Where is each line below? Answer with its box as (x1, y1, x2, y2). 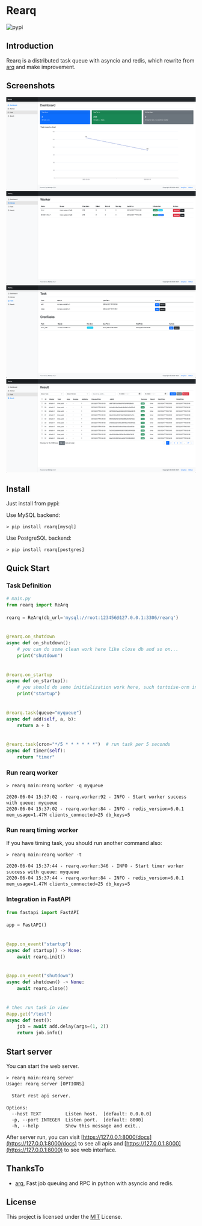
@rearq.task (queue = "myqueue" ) (6, 710, 82, 716)
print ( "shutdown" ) (17, 653, 63, 659)
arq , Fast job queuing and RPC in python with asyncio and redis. (14, 1179, 174, 1187)
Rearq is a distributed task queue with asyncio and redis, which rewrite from (6, 56, 195, 64)
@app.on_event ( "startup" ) (6, 941, 71, 947)
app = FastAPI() (6, 922, 47, 929)
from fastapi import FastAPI (6, 909, 79, 915)
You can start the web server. (6, 1063, 79, 1070)
